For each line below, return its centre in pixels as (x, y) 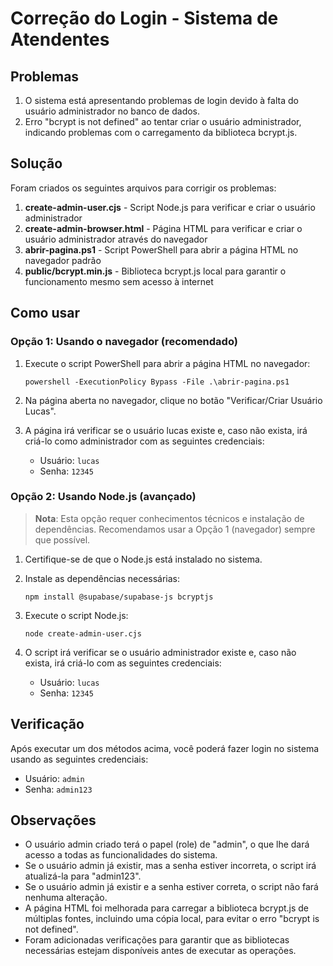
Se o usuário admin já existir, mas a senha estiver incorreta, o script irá (170, 866)
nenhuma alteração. (66, 898)
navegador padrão (63, 260)
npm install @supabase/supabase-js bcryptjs (119, 597)
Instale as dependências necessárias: (102, 578)
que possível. (62, 539)
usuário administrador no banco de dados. (112, 111)
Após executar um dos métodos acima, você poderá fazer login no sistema (165, 748)
